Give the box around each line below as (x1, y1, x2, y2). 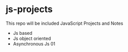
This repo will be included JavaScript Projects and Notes (6, 20, 123, 26)
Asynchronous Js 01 (13, 40, 55, 46)
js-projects (6, 4, 53, 15)
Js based (13, 30, 32, 36)
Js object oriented (13, 35, 51, 41)
